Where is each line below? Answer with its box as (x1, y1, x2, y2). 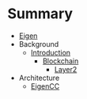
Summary (7, 5, 73, 23)
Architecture (18, 73, 60, 82)
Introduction (30, 48, 71, 57)
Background (18, 39, 59, 48)
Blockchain (42, 56, 79, 66)
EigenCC (30, 81, 60, 91)
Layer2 (54, 64, 78, 74)
